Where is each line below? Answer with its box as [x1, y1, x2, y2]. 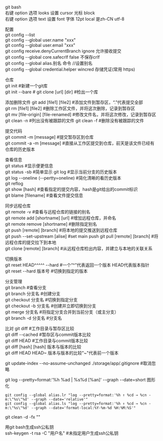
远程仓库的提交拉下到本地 [5, 239, 56, 245]
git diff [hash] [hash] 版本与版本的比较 [5, 344, 82, 350]
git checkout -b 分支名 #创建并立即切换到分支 [5, 303, 96, 309]
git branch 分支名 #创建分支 [5, 291, 61, 296]
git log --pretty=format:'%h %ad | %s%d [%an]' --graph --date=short [5, 377, 146, 382]
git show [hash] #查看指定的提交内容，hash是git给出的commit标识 [5, 187, 138, 192]
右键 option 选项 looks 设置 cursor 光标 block [5, 10, 95, 16]
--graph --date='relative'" [31, 397, 89, 402]
